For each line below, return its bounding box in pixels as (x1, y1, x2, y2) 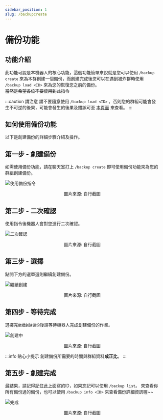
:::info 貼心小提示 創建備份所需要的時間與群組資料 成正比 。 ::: (5, 353, 127, 359)
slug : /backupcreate (5, 12, 47, 17)
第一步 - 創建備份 (5, 150, 56, 158)
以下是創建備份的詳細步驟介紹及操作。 (5, 134, 82, 140)
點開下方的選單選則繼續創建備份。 (5, 271, 74, 277)
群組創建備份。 (5, 170, 35, 176)
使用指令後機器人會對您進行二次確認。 (5, 221, 82, 226)
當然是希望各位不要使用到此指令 (5, 88, 70, 94)
